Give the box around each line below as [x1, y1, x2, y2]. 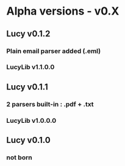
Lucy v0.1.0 [6, 135, 51, 145]
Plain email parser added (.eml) [6, 47, 101, 55]
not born [6, 153, 32, 162]
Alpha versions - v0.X [6, 4, 120, 18]
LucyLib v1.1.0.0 [6, 63, 55, 71]
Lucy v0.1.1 [6, 81, 49, 92]
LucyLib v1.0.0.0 [6, 116, 57, 125]
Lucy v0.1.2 [6, 29, 51, 39]
